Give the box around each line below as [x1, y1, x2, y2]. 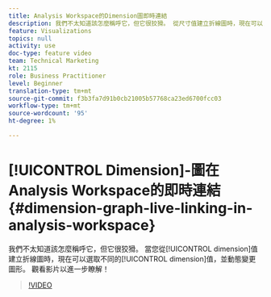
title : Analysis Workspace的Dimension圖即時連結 [8, 11, 168, 20]
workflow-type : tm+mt [8, 102, 81, 110]
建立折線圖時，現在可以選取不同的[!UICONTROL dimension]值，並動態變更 [8, 253, 256, 263]
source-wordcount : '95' [8, 110, 89, 118]
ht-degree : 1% [8, 117, 56, 125]
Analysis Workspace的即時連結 [8, 182, 221, 200]
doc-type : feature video [8, 49, 92, 57]
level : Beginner [8, 79, 63, 87]
